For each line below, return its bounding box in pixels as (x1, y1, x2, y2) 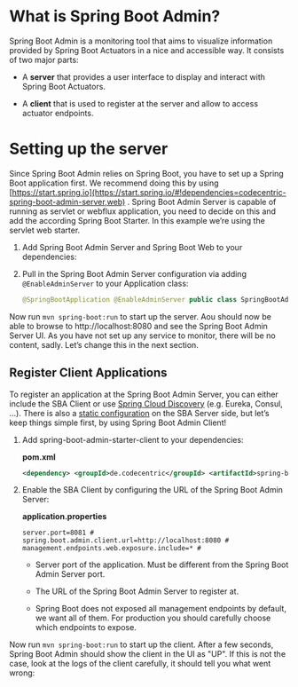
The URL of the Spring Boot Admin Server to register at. (35, 586, 239, 596)
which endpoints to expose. (35, 622, 137, 633)
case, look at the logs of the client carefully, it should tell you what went (9, 659, 271, 669)
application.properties (21, 511, 107, 522)
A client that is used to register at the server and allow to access (21, 98, 259, 108)
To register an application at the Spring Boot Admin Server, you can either (9, 389, 279, 399)
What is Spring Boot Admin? (9, 6, 221, 27)
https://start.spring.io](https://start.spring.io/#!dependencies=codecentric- (12, 186, 286, 197)
